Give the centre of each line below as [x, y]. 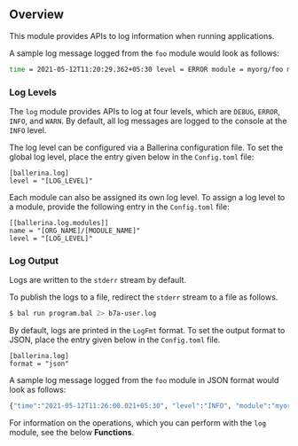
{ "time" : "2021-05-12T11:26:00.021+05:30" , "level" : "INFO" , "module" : [141, 406]
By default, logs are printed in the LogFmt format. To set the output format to [147, 331]
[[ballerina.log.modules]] [59, 223]
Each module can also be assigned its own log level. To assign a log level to [147, 197]
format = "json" [39, 364]
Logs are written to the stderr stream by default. [98, 280]
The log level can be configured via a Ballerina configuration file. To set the [146, 147]
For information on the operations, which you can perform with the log [138, 423]
